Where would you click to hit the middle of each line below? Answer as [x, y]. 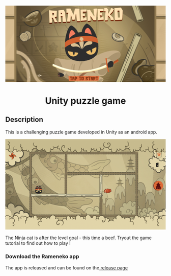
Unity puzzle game [85, 101]
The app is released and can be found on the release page [67, 268]
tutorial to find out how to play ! [38, 243]
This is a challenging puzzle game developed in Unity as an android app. [81, 132]
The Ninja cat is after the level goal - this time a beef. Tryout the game [78, 238]
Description [24, 120]
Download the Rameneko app [42, 257]
